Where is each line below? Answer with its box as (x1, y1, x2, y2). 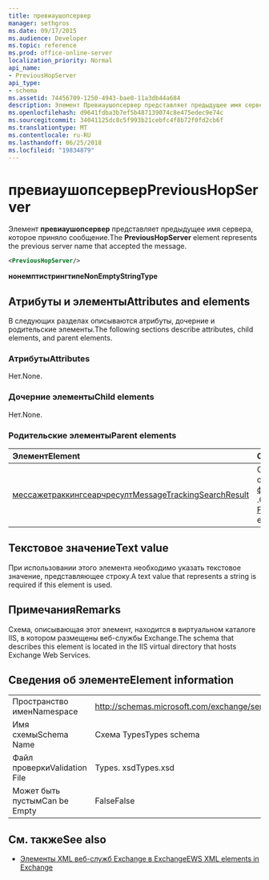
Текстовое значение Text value (8, 541, 169, 555)
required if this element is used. (8, 580, 113, 589)
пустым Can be (12, 796, 70, 807)
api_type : (8, 79, 42, 87)
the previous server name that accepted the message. (8, 242, 187, 251)
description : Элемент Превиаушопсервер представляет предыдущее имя (8, 101, 242, 109)
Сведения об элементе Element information (8, 673, 235, 686)
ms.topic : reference (8, 42, 78, 50)
